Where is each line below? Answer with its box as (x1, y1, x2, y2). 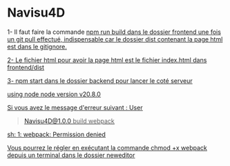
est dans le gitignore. (7, 42, 68, 50)
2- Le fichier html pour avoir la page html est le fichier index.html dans (7, 55, 207, 64)
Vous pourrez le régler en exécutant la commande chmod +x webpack (7, 143, 207, 151)
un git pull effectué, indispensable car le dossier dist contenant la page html (7, 35, 223, 43)
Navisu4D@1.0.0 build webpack (23, 116, 115, 125)
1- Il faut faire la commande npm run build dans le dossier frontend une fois (7, 28, 221, 36)
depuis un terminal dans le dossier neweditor (7, 151, 135, 159)
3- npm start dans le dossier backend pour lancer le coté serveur (7, 76, 193, 84)
